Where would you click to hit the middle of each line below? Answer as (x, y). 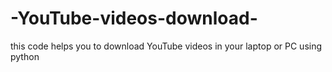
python (25, 56)
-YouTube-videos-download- (134, 18)
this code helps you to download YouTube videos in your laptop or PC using (166, 46)
